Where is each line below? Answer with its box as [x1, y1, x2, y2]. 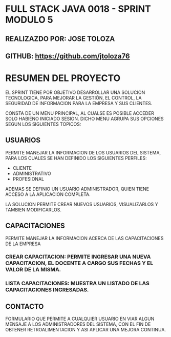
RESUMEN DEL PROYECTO [5, 72, 121, 84]
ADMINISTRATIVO [12, 170, 51, 176]
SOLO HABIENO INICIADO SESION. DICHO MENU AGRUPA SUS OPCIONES [5, 115, 164, 122]
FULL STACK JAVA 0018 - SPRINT [5, 3, 151, 15]
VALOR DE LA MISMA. [5, 266, 61, 273]
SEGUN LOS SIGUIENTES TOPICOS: [5, 121, 81, 127]
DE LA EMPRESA [5, 241, 41, 247]
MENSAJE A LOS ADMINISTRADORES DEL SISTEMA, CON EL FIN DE [5, 321, 151, 327]
